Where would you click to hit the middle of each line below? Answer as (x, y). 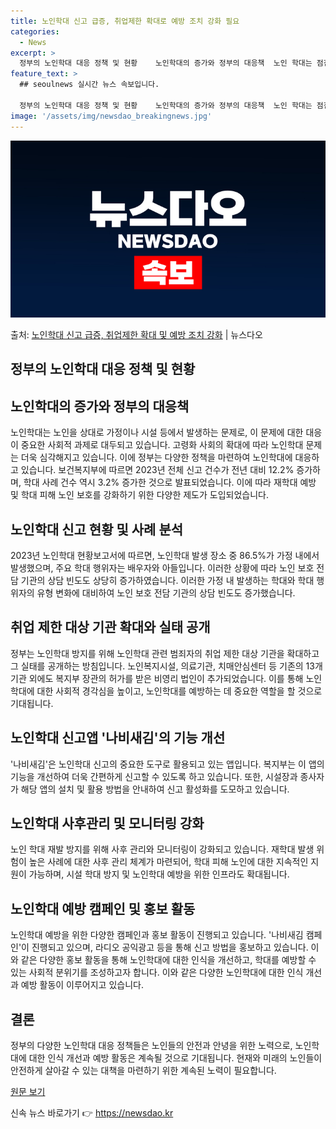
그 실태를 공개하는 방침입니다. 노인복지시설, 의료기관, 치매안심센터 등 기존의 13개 (166, 666)
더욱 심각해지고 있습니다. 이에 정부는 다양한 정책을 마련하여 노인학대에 (156, 457)
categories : (35, 31)
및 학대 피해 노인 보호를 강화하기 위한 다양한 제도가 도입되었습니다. (139, 495)
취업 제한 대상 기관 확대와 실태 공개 (110, 627)
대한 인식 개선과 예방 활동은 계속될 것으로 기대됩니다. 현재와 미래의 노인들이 (175, 1058)
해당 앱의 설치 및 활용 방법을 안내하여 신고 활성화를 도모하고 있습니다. (155, 789)
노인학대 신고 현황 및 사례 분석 (97, 529)
